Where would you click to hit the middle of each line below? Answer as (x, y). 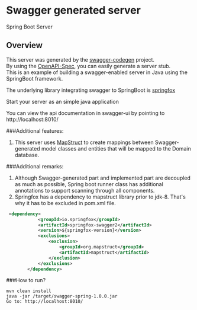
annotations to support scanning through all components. (85, 190)
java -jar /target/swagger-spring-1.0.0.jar (62, 296)
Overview (25, 45)
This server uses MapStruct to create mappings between (84, 142)
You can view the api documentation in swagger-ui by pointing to (85, 113)
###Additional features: (35, 130)
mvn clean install (29, 291)
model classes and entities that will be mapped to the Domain (116, 148)
